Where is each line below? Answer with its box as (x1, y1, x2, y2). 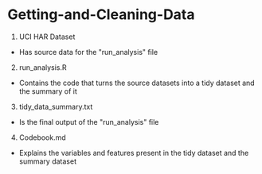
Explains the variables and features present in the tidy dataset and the (18, 148, 249, 157)
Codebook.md (18, 133, 67, 142)
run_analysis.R (18, 62, 67, 72)
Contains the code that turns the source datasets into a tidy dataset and (18, 78, 256, 87)
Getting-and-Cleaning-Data (7, 6, 196, 24)
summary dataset (18, 157, 77, 166)
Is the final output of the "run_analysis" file (18, 117, 159, 126)
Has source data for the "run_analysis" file (18, 47, 158, 56)
